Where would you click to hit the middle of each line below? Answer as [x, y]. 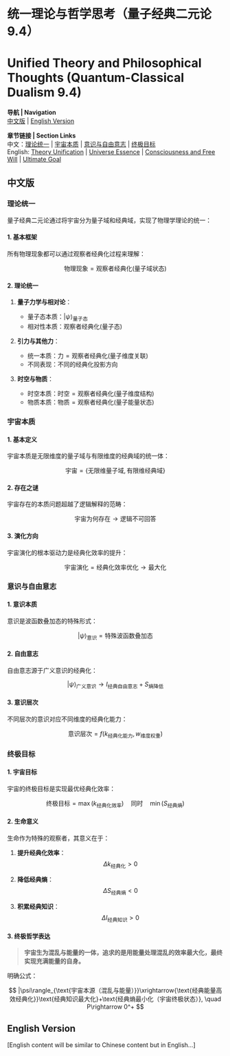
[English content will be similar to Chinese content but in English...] [101, 1045]
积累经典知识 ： [38, 907]
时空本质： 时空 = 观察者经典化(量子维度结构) [91, 394]
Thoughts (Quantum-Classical [96, 78]
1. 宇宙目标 [22, 772]
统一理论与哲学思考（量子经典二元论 [110, 14]
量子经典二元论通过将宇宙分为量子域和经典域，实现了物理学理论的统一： [109, 220]
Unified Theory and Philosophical [104, 63]
